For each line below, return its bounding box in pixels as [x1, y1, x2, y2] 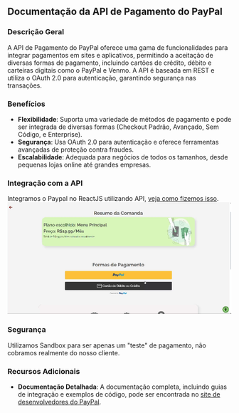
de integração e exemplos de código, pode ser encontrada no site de [17, 390, 221, 399]
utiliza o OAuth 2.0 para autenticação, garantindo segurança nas [7, 73, 197, 82]
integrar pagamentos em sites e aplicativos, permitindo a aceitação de [7, 51, 213, 59]
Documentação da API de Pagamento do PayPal [7, 6, 223, 18]
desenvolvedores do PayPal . [17, 398, 102, 407]
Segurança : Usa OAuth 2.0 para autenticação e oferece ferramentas [17, 137, 219, 146]
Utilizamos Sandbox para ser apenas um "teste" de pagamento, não [7, 341, 206, 350]
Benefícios [7, 99, 46, 109]
